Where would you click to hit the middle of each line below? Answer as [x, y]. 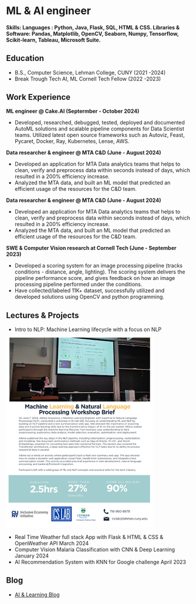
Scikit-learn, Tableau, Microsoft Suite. [53, 40]
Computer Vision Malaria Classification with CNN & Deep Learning [94, 549]
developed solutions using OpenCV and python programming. [89, 297]
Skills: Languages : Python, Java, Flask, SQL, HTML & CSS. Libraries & [93, 27]
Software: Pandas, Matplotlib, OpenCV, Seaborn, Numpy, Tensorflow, [92, 33]
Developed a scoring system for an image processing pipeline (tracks [99, 266]
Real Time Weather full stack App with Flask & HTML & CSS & [89, 537]
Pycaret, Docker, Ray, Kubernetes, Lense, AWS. [72, 141]
